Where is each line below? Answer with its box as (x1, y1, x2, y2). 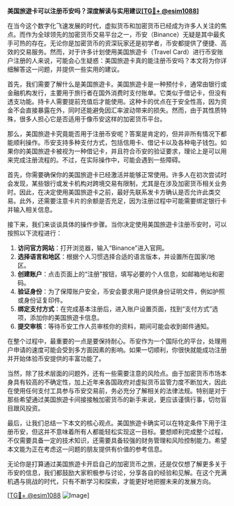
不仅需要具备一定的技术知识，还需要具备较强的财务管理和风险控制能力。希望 (7, 436, 227, 445)
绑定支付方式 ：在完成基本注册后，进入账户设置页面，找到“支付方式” (17, 305, 212, 313)
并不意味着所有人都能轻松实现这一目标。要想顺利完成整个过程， (43, 428, 227, 436)
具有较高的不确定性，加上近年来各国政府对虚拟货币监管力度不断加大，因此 (13, 378, 227, 386)
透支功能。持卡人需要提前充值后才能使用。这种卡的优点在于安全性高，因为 (7, 98, 221, 105)
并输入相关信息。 (7, 206, 56, 213)
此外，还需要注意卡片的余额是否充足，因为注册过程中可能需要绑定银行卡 (19, 197, 227, 205)
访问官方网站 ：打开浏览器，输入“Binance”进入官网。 (17, 244, 169, 252)
